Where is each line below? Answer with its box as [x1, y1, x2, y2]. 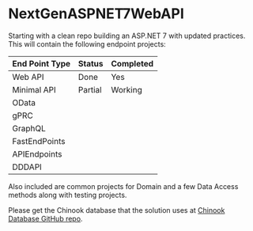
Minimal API [12, 84, 57, 95]
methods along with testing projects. [8, 190, 127, 199]
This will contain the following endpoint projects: [8, 39, 166, 48]
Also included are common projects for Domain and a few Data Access [8, 181, 239, 191]
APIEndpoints [12, 148, 62, 159]
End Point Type [12, 58, 71, 69]
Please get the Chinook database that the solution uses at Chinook [8, 205, 225, 214]
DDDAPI [12, 161, 42, 172]
